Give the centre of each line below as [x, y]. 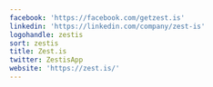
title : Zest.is [38, 52]
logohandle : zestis [46, 34]
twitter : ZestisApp [46, 60]
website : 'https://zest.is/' [65, 69]
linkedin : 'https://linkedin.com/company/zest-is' [107, 26]
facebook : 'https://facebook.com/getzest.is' [97, 18]
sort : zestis [34, 43]
